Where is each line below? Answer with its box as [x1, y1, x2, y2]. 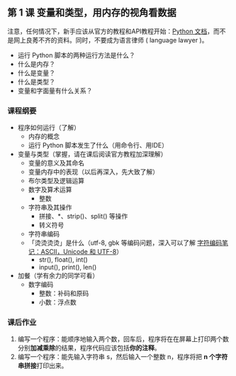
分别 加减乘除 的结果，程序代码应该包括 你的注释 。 [17, 343, 161, 353]
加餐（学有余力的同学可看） [17, 272, 99, 280]
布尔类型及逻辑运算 [28, 177, 85, 185]
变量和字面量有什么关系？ [17, 86, 93, 94]
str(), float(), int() [38, 255, 88, 264]
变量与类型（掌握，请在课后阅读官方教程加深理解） [17, 150, 167, 158]
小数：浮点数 [38, 298, 77, 306]
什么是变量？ [17, 68, 55, 77]
